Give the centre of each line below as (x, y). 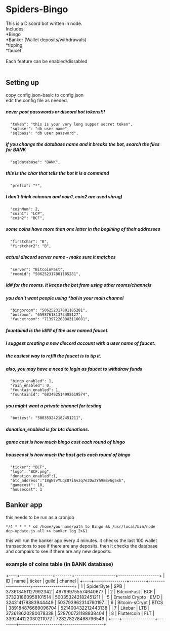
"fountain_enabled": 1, (35, 390)
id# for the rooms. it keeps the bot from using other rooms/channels (79, 285)
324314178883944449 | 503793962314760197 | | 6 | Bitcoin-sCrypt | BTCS (84, 602)
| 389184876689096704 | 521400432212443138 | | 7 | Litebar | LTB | (78, 608)
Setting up (23, 83)
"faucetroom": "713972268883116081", (50, 319)
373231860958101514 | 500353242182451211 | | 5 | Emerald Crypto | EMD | (84, 597)
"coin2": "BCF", (27, 218)
